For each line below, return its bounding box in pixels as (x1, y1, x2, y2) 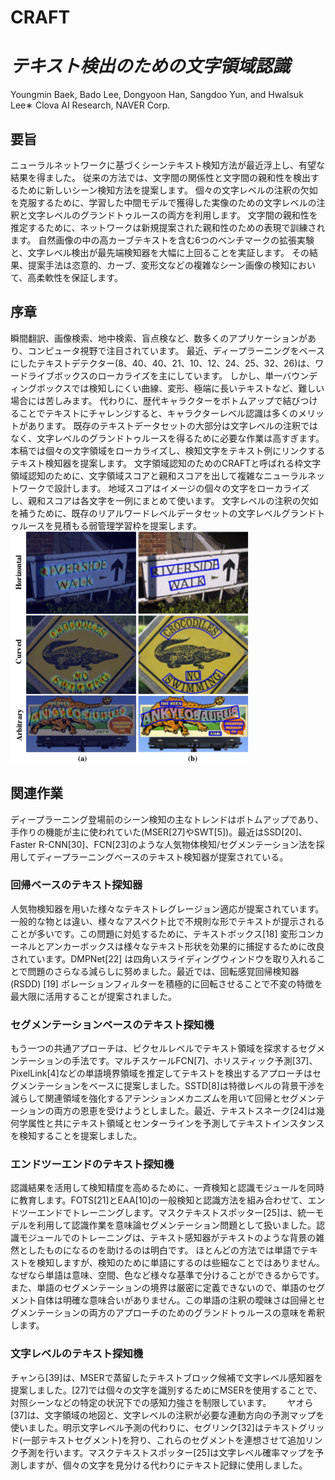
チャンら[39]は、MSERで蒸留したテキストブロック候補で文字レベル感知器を (10, 1371, 324, 1383)
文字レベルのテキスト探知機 (10, 1347, 144, 1361)
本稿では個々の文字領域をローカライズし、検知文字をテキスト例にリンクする (10, 444, 326, 456)
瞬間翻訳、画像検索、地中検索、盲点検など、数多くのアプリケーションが (10, 332, 308, 344)
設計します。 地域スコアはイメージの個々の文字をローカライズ (53, 482, 310, 494)
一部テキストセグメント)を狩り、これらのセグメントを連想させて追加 (22, 1434, 306, 1446)
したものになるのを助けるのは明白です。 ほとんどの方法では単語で (27, 1244, 302, 1256)
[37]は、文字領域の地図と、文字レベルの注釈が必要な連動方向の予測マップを (10, 1409, 325, 1421)
